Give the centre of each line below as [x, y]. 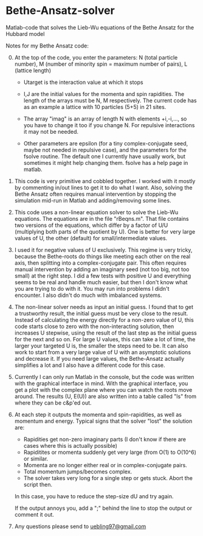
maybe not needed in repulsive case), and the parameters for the [105, 150]
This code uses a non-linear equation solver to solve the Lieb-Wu [96, 212]
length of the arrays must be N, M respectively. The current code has [110, 100]
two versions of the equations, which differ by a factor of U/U [91, 225]
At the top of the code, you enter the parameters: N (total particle [96, 57]
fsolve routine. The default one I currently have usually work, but [105, 156]
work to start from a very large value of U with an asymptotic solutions [103, 352]
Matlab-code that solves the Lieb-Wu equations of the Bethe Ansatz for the [100, 27]
